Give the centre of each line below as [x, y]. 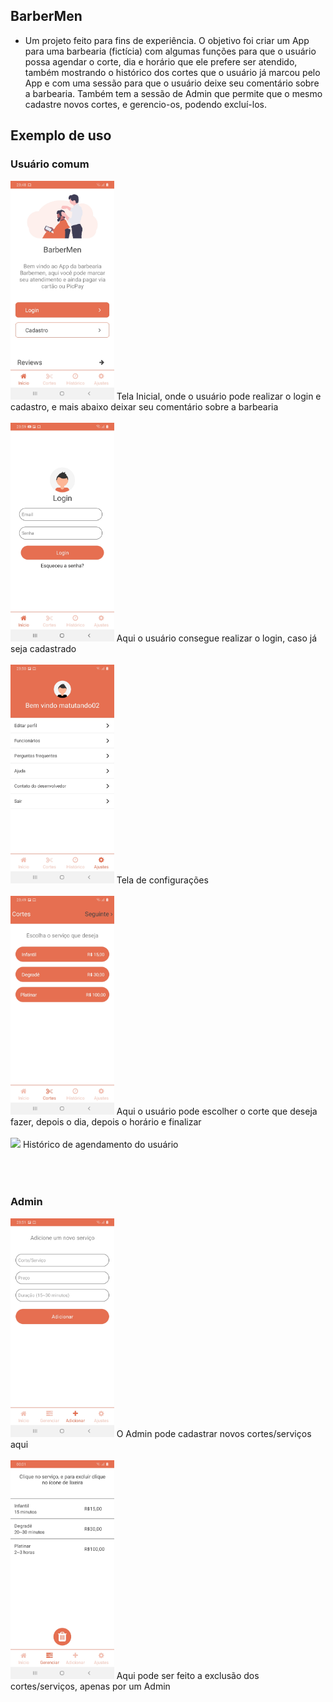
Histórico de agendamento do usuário [100, 1144]
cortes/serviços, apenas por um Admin [90, 1686]
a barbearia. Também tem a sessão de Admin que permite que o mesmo [173, 93]
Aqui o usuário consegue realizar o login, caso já [217, 638]
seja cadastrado [43, 648]
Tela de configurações [162, 880]
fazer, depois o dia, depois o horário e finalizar [106, 1121]
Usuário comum [50, 164]
